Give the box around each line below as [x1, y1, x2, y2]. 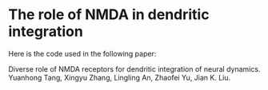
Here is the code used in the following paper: [8, 49, 157, 58]
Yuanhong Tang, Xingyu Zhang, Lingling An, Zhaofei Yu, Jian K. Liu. [8, 72, 231, 82]
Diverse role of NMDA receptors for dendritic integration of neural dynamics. [8, 64, 261, 73]
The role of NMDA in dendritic [8, 6, 210, 24]
